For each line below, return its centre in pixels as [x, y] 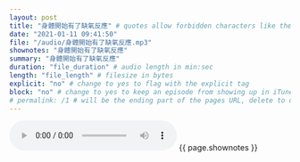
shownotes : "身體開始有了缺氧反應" [69, 51]
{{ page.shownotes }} [218, 148]
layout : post [33, 17]
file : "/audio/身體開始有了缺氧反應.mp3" [80, 42]
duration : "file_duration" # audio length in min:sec [112, 68]
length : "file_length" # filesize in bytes [92, 76]
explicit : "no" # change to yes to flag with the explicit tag [129, 84]
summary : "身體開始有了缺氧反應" [65, 59]
